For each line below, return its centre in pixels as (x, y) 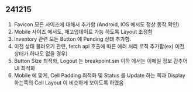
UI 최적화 (25, 68)
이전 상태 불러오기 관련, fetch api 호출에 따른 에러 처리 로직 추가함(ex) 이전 (99, 46)
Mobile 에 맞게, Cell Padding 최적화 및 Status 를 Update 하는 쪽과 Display (99, 75)
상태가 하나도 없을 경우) (41, 53)
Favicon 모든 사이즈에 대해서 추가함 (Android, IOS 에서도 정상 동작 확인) (96, 24)
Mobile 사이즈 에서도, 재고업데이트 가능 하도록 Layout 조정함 (83, 31)
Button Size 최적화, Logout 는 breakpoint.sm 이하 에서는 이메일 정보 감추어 (101, 61)
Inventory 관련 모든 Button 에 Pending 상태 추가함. (73, 39)
